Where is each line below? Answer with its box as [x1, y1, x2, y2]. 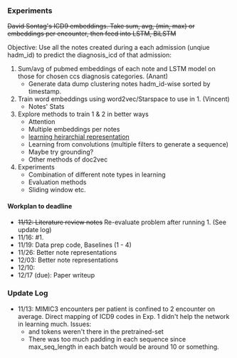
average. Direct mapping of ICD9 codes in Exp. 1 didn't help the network [17, 312, 230, 320]
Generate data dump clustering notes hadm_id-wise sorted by [28, 80, 211, 88]
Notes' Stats [28, 102, 65, 111]
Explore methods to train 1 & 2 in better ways [17, 110, 149, 119]
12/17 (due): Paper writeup [17, 270, 95, 279]
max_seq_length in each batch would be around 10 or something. [28, 342, 219, 351]
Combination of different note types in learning [28, 170, 166, 179]
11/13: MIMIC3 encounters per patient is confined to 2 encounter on [17, 305, 216, 313]
